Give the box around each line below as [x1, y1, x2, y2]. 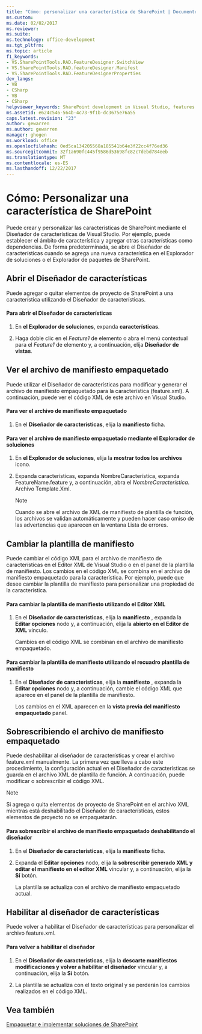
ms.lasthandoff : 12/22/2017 [6, 166, 77, 172]
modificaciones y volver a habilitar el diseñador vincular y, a [14, 963, 168, 970]
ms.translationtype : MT [6, 154, 66, 160]
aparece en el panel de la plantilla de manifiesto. [14, 691, 135, 698]
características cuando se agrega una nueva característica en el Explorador [6, 250, 194, 257]
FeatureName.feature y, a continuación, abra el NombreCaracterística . [14, 479, 190, 486]
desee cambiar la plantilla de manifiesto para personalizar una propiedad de [6, 580, 195, 587]
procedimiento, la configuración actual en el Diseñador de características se [6, 765, 195, 772]
